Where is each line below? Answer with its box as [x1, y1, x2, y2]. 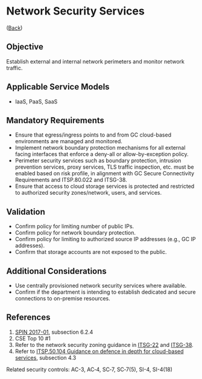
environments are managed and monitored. [14, 138, 122, 145]
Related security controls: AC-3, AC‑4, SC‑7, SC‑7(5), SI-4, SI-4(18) [6, 366, 173, 373]
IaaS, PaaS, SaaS [14, 98, 58, 105]
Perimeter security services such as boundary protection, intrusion [14, 157, 181, 164]
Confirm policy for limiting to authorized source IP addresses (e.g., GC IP [14, 236, 196, 243]
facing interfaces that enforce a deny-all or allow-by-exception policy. [14, 151, 189, 158]
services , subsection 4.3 [14, 354, 77, 361]
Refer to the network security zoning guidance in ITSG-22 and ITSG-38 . [14, 341, 194, 348]
